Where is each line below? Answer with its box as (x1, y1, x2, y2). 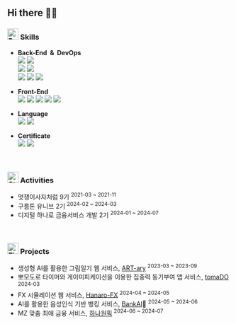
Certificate (17, 132, 51, 140)
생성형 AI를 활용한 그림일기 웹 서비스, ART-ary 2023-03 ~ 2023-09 (17, 262, 198, 272)
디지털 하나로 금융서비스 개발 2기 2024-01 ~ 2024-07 (17, 209, 159, 219)
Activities (20, 175, 55, 185)
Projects (20, 246, 50, 256)
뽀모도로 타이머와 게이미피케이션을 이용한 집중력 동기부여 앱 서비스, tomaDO (17, 272, 229, 281)
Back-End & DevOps (17, 48, 82, 57)
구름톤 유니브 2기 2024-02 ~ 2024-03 (17, 200, 117, 210)
